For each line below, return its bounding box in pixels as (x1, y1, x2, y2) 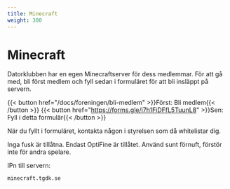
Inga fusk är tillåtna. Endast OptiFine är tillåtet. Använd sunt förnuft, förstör (7, 141, 222, 149)
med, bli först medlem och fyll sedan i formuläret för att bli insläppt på (7, 78, 209, 86)
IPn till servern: (7, 162, 51, 170)
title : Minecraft (7, 10, 58, 17)
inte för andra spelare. (7, 148, 72, 156)
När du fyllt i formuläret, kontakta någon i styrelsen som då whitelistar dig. (7, 127, 221, 135)
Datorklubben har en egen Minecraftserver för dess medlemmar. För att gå (7, 70, 223, 78)
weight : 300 (7, 17, 42, 24)
